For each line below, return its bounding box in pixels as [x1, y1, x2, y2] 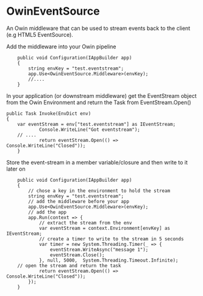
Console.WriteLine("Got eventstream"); [38, 127, 140, 133]
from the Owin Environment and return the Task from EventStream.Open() [6, 98, 191, 106]
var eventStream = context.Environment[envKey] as [38, 225, 171, 231]
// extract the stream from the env [38, 220, 132, 226]
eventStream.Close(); [49, 252, 105, 258]
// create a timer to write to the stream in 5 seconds [38, 235, 184, 242]
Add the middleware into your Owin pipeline [6, 43, 116, 50]
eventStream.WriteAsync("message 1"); [49, 246, 149, 253]
